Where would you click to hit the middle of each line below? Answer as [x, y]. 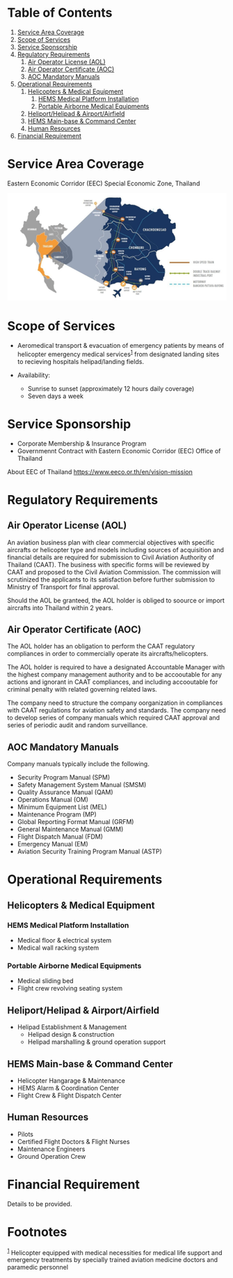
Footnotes [37, 1232]
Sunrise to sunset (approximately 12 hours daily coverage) [111, 388]
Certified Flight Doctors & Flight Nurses [73, 1141]
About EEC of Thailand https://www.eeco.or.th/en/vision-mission [100, 471]
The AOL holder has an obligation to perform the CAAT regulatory [101, 646]
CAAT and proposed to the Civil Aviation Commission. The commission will [114, 572]
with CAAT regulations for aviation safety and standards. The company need [116, 710]
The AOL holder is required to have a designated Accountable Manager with [116, 667]
